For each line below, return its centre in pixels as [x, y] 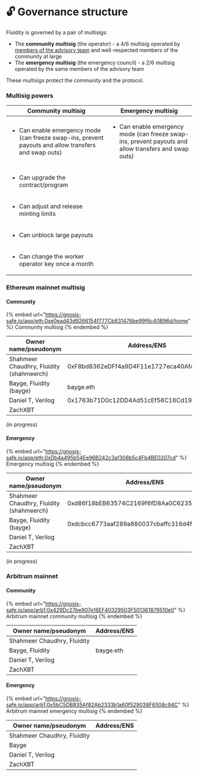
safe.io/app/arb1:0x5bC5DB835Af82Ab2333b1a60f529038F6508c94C [92, 705]
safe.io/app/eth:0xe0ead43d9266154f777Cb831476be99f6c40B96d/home [97, 321]
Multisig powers [30, 96]
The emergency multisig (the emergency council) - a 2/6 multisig [95, 63]
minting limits [37, 214]
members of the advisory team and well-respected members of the [96, 50]
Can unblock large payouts [56, 235]
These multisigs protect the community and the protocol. [75, 80]
